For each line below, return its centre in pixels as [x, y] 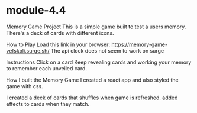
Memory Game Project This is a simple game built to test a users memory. [96, 27]
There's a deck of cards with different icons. [60, 33]
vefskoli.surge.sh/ [28, 50]
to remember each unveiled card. [47, 68]
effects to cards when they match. [48, 104]
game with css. [25, 86]
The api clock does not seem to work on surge [107, 50]
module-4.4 [36, 10]
